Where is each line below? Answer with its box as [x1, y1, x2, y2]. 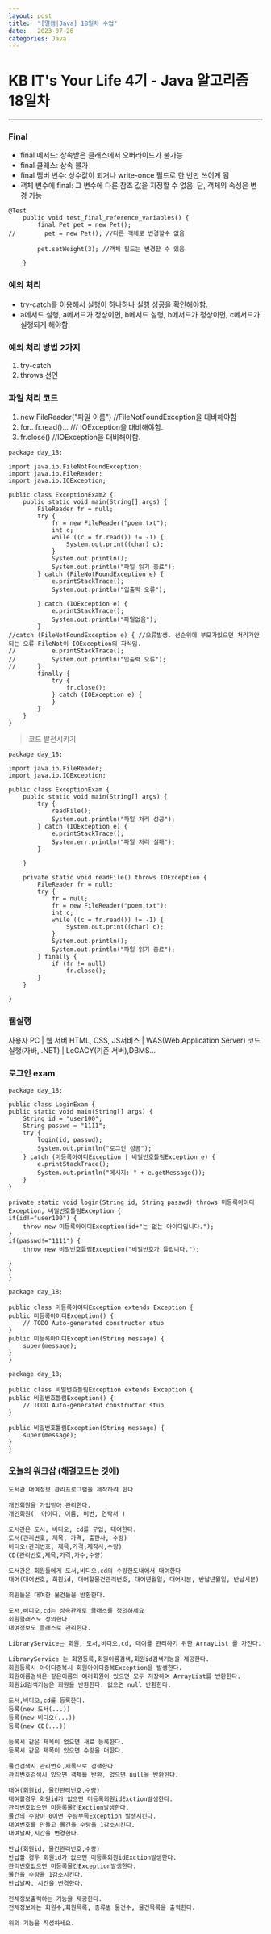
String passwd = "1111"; [23, 1122, 106, 1130]
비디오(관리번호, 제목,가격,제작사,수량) [8, 1543, 123, 1551]
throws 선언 [19, 371, 59, 380]
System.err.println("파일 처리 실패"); [51, 838, 176, 846]
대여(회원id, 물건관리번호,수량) [8, 1786, 101, 1795]
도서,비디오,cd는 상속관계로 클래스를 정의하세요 [8, 1607, 144, 1615]
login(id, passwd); [37, 1135, 103, 1143]
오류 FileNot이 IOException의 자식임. [23, 640, 142, 648]
